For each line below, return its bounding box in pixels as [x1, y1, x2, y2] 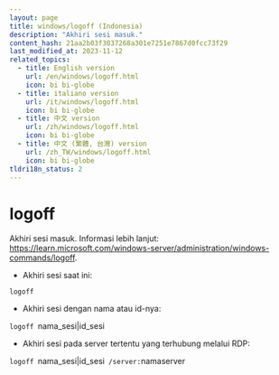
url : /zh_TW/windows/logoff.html [25, 147, 152, 156]
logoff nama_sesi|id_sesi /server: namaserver [9, 356, 186, 367]
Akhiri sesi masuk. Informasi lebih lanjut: [9, 233, 160, 244]
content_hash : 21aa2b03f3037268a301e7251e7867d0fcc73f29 [9, 38, 228, 48]
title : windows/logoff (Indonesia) [9, 22, 144, 31]
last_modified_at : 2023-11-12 [9, 47, 124, 56]
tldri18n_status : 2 [9, 164, 83, 173]
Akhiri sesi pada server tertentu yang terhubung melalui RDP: [22, 338, 251, 349]
